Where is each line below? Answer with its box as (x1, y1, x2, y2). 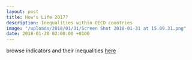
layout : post (6, 8, 39, 15)
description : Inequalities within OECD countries (6, 20, 133, 26)
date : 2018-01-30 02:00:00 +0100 (6, 31, 90, 37)
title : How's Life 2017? (6, 14, 68, 20)
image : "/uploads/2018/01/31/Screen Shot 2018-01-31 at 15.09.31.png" (6, 25, 187, 31)
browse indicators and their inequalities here (6, 47, 116, 54)
